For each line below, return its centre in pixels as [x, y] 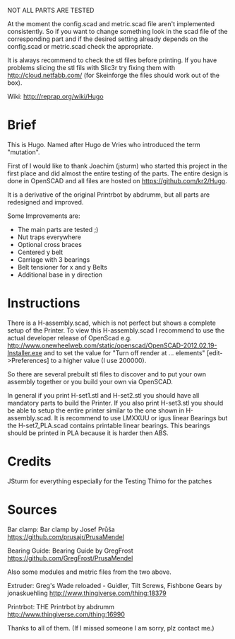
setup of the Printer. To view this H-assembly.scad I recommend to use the [116, 330]
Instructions [44, 303]
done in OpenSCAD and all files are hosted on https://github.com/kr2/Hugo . [117, 180]
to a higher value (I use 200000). [98, 360]
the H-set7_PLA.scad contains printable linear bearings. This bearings [109, 425]
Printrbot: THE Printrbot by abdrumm [61, 606]
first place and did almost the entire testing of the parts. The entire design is [118, 173]
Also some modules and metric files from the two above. [89, 572]
